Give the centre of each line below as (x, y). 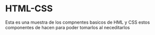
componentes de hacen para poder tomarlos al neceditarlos (68, 27)
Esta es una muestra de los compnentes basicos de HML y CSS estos (77, 22)
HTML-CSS (29, 9)
